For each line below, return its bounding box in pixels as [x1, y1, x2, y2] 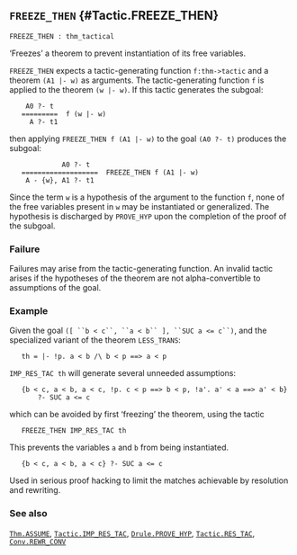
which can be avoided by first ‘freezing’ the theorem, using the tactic [9, 409, 265, 420]
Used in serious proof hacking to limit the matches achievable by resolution [9, 475, 289, 486]
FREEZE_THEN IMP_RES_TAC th [21, 426, 127, 435]
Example [9, 305, 49, 318]
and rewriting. [9, 485, 61, 496]
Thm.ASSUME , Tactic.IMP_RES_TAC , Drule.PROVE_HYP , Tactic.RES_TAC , [9, 527, 256, 539]
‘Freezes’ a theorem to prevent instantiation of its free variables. [9, 48, 247, 58]
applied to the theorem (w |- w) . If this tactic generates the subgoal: [9, 84, 264, 94]
